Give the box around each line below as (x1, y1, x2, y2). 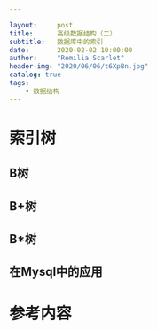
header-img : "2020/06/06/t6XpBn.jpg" (9, 62, 149, 71)
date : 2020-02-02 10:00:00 (9, 45, 133, 54)
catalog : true (9, 70, 62, 80)
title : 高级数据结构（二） (9, 28, 117, 38)
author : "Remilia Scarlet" (9, 54, 125, 63)
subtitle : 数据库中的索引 (9, 37, 104, 46)
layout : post (9, 20, 74, 29)
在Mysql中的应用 (9, 264, 104, 279)
